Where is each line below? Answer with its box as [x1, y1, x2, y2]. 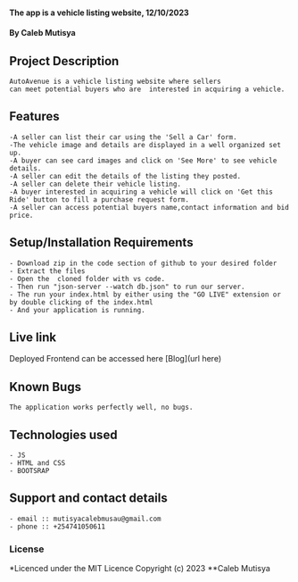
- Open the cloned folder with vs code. [9, 274, 166, 283]
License [9, 543, 45, 555]
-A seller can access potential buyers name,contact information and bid [9, 203, 290, 212]
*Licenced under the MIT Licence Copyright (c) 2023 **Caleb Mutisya [9, 563, 270, 574]
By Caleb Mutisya [9, 28, 76, 38]
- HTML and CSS [9, 459, 66, 468]
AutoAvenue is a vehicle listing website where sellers [9, 77, 221, 86]
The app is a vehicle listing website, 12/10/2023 [9, 7, 189, 18]
